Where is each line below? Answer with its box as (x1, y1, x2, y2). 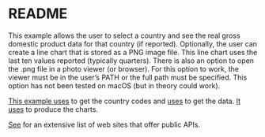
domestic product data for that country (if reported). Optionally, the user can (8, 39, 258, 48)
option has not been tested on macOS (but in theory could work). (8, 80, 221, 91)
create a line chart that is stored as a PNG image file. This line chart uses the (8, 47, 258, 57)
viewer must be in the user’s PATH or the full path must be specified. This (8, 72, 248, 82)
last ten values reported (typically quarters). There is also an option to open (8, 56, 255, 65)
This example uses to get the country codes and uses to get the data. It (8, 96, 241, 106)
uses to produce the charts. (8, 104, 99, 114)
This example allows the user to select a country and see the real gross (8, 31, 240, 40)
